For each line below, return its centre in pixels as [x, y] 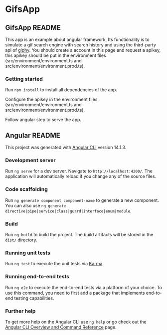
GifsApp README [33, 28]
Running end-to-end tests [37, 277]
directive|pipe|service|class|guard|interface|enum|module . [68, 211]
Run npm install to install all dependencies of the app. [61, 90]
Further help [20, 311]
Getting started [24, 79]
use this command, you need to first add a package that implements [75, 293]
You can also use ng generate [36, 205]
